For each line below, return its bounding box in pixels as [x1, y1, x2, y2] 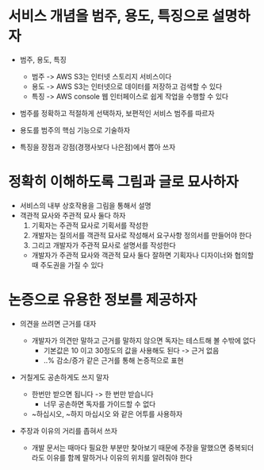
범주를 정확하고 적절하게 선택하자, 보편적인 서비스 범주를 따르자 [19, 108, 216, 118]
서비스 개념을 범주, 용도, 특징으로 [8, 7, 209, 25]
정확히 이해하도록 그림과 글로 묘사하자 [8, 173, 239, 191]
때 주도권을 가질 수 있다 [31, 260, 105, 270]
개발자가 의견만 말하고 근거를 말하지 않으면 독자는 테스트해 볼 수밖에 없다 [31, 335, 256, 345]
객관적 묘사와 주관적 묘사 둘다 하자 [19, 210, 126, 220]
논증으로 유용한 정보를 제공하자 [8, 291, 197, 310]
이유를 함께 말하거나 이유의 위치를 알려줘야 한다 [46, 453, 193, 462]
